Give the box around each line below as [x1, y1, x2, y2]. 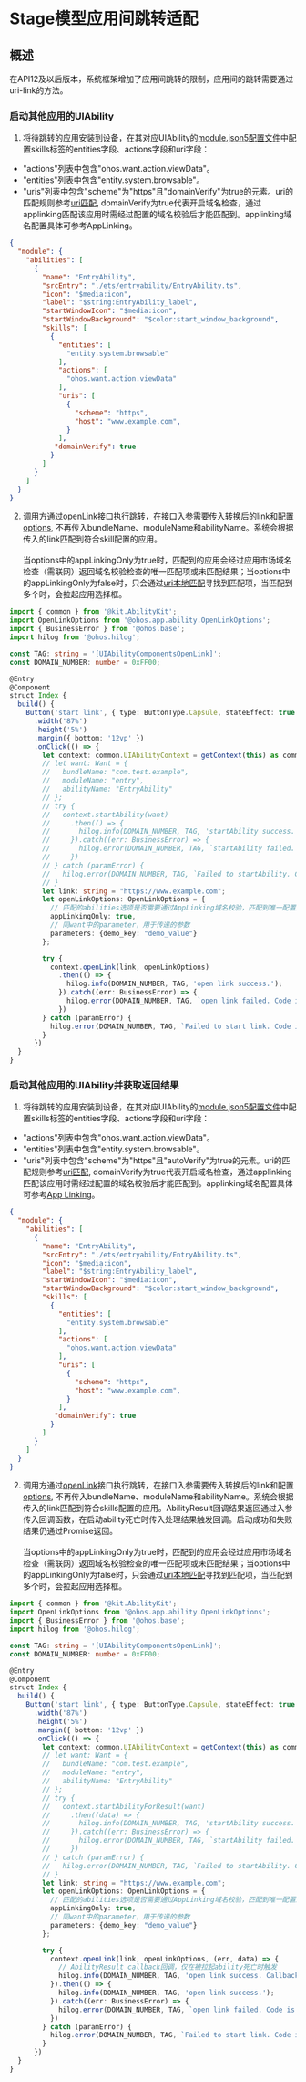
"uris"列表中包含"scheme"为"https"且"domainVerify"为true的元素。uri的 [22, 186, 294, 197]
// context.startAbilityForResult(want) [42, 1802, 206, 1811]
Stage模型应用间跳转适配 [9, 8, 199, 29]
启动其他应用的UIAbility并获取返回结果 [9, 1078, 179, 1091]
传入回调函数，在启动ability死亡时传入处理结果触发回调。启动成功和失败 [22, 1514, 293, 1525]
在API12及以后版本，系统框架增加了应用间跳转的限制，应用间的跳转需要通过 [9, 74, 294, 84]
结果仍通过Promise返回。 [22, 1526, 118, 1537]
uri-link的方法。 [9, 85, 68, 96]
